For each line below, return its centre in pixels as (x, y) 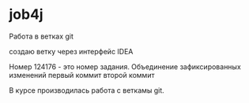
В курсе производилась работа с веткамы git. (87, 90)
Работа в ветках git (41, 36)
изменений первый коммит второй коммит (82, 75)
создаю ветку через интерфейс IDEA (71, 51)
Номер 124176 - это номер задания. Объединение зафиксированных (125, 66)
